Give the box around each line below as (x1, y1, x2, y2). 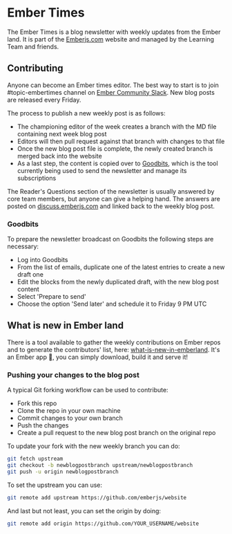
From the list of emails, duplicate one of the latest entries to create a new (17, 263, 225, 271)
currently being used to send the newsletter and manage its (17, 166, 187, 174)
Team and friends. (7, 42, 59, 50)
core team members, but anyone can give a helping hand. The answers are (7, 194, 221, 203)
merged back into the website (17, 151, 102, 160)
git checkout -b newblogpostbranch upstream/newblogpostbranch (7, 462, 193, 469)
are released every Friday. (7, 95, 81, 104)
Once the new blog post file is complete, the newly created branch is (17, 144, 213, 153)
